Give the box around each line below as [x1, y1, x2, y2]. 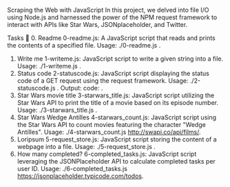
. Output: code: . [56, 84, 103, 92]
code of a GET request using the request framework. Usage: [17, 77, 189, 85]
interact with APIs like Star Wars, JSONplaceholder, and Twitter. [7, 21, 188, 28]
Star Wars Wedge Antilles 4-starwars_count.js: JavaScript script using [17, 113, 217, 121]
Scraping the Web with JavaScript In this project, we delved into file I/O [7, 6, 209, 14]
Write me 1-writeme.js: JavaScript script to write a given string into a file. [17, 55, 224, 63]
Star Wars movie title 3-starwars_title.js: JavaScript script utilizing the [17, 91, 215, 99]
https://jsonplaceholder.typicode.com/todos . [17, 172, 144, 180]
